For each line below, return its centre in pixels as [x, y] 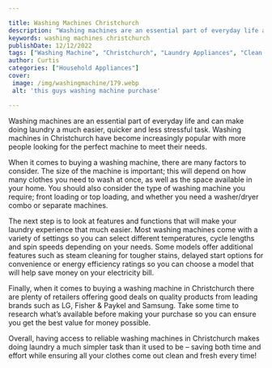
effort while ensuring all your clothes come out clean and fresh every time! [133, 355]
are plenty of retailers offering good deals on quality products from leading [133, 297]
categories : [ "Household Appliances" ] [74, 68]
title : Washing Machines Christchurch [74, 23]
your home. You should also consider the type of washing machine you [127, 188]
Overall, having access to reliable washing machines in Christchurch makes [134, 338]
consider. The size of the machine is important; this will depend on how [127, 171]
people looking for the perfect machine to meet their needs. [108, 146]
